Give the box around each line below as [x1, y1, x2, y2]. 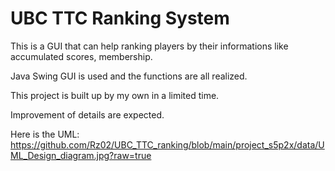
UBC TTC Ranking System [10, 7, 230, 30]
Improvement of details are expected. [10, 108, 165, 121]
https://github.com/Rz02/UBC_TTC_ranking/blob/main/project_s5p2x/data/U [10, 138, 325, 151]
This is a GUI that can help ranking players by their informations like [10, 40, 289, 52]
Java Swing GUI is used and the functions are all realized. [10, 70, 248, 82]
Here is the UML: [10, 128, 80, 140]
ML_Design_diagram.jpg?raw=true [10, 149, 152, 161]
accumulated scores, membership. [10, 50, 153, 62]
